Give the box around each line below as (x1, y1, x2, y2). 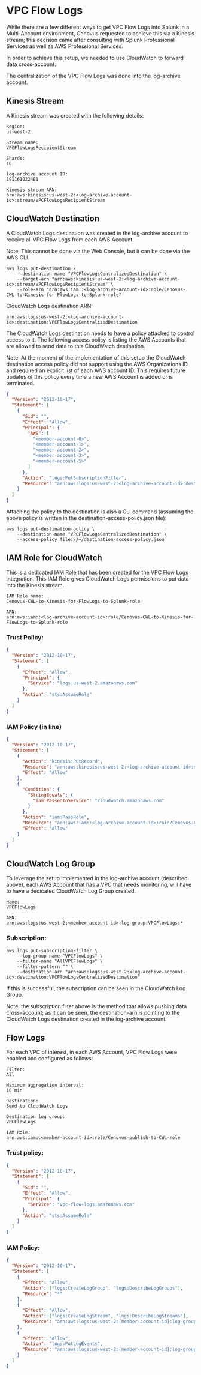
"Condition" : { (22, 786, 60, 793)
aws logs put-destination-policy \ (6, 526, 95, 532)
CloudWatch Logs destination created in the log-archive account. (6, 1015, 167, 1023)
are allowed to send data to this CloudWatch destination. (6, 342, 145, 349)
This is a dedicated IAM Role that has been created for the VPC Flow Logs (6, 569, 188, 576)
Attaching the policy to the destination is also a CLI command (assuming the (6, 508, 194, 515)
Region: (6, 124, 26, 130)
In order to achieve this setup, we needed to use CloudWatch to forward (6, 54, 184, 61)
